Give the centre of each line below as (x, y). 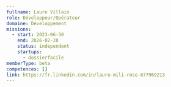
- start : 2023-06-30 (38, 35)
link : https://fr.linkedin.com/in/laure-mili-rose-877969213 (86, 75)
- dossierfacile (43, 58)
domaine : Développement (37, 23)
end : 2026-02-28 (38, 40)
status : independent (43, 47)
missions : (19, 29)
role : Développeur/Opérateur (43, 18)
